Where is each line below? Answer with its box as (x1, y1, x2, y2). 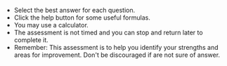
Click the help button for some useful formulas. (13, 13, 151, 22)
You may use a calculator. (13, 21, 89, 29)
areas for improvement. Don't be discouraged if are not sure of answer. (13, 51, 220, 59)
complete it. (13, 36, 49, 44)
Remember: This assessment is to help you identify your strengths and (13, 44, 219, 51)
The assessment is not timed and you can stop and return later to (13, 28, 203, 37)
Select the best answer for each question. (13, 6, 136, 14)
